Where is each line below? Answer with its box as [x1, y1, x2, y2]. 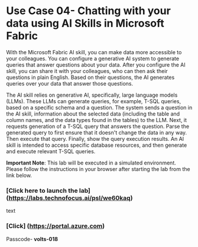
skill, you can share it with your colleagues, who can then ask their [6, 67, 168, 74]
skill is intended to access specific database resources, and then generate [6, 141, 187, 149]
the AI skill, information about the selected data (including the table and [6, 110, 180, 117]
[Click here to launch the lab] [6, 186, 90, 195]
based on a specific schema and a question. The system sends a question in [6, 104, 193, 111]
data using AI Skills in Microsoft [6, 17, 164, 30]
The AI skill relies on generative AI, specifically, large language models [6, 91, 178, 98]
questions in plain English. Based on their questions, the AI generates [6, 74, 175, 81]
